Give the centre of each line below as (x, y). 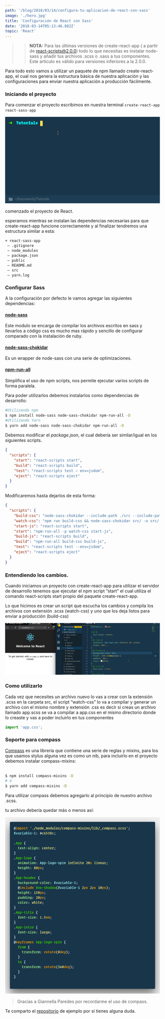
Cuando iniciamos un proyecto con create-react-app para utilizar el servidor (82, 586)
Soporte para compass (33, 740)
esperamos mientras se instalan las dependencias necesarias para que (77, 220)
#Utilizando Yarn (23, 421)
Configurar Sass (25, 287)
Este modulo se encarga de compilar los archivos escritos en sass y (74, 326)
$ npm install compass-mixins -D (39, 776)
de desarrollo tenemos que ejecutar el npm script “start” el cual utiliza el (78, 591)
